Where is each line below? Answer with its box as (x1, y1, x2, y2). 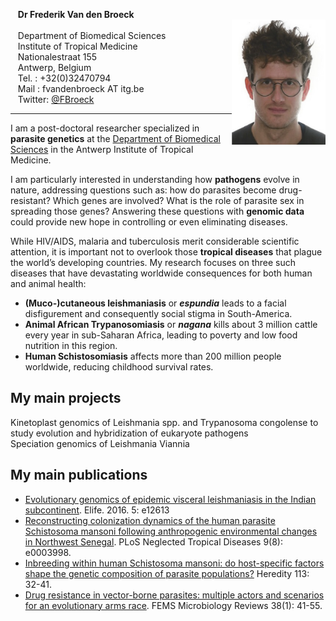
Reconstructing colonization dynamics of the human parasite (24, 514, 276, 526)
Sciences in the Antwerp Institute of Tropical (10, 144, 194, 155)
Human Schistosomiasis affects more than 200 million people (24, 350, 282, 362)
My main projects (10, 390, 122, 407)
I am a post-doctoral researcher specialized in (10, 122, 200, 134)
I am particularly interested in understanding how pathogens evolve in (10, 174, 300, 185)
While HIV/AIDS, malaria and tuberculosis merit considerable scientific (10, 235, 300, 247)
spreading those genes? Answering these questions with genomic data (10, 205, 305, 217)
